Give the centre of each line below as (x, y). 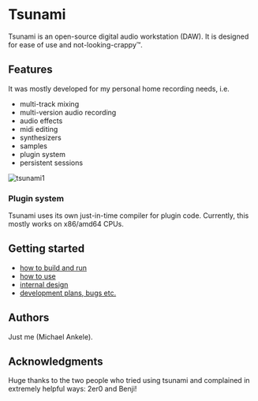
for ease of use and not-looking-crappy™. (76, 44)
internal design (44, 284)
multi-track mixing (49, 103)
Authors (29, 318)
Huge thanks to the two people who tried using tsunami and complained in (129, 380)
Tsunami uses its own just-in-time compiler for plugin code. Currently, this (129, 215)
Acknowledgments (56, 362)
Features (30, 70)
